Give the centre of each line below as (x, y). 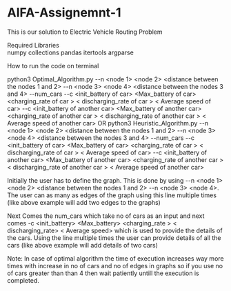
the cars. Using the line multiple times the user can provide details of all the (114, 238)
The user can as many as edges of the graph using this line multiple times (112, 195)
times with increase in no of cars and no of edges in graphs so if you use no (115, 265)
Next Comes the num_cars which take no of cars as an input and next (106, 216)
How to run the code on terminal (53, 66)
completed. (23, 280)
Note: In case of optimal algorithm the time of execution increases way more (115, 258)
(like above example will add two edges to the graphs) (84, 202)
